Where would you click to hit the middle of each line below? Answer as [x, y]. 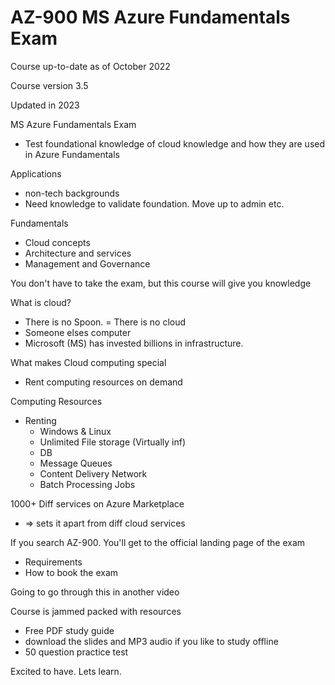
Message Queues [76, 463]
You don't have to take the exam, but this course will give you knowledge [161, 283]
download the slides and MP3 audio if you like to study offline [151, 641]
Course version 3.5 [49, 85]
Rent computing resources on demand [103, 382]
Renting [40, 420]
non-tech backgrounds [72, 193]
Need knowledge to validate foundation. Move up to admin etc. [154, 203]
